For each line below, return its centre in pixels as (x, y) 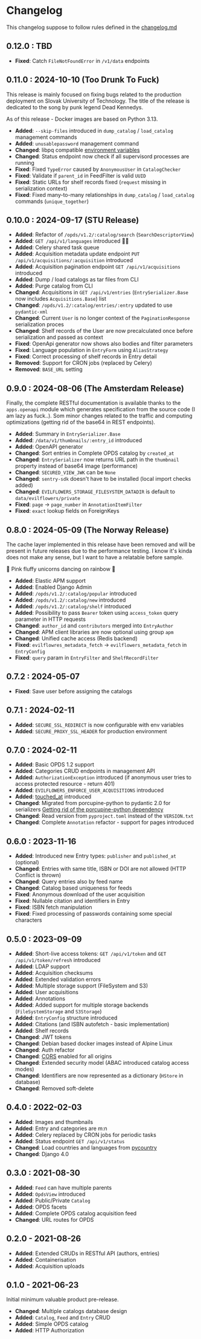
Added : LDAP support (43, 966)
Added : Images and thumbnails (54, 1122)
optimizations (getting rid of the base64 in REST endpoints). (81, 422)
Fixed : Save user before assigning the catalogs (74, 691)
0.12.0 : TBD (29, 46)
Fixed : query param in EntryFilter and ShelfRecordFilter (87, 658)
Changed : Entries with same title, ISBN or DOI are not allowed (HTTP (101, 869)
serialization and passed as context (59, 337)
